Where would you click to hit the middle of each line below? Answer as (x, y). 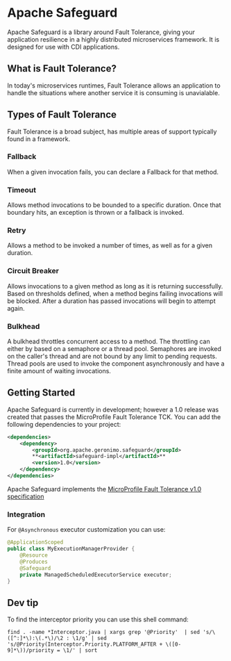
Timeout (22, 190)
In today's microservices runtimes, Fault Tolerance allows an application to (114, 85)
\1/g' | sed (90, 638)
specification (26, 496)
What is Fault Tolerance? (62, 68)
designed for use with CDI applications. (63, 47)
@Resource (34, 555)
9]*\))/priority (31, 651)
